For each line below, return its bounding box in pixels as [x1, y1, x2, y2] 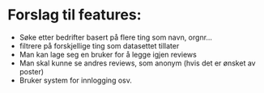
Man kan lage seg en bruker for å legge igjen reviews [19, 49, 198, 59]
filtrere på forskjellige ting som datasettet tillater [19, 40, 180, 50]
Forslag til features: [7, 6, 142, 24]
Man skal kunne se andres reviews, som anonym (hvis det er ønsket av [19, 58, 256, 68]
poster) [19, 66, 45, 76]
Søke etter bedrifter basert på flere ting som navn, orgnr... [19, 32, 212, 42]
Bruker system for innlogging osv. [19, 75, 133, 85]
